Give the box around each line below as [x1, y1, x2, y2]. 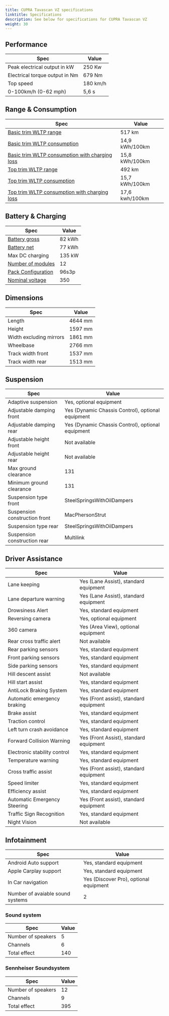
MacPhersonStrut [64, 511, 107, 518]
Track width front [8, 350, 49, 357]
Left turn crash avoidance [8, 726, 68, 733]
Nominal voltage [8, 276, 46, 283]
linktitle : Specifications [5, 12, 62, 17]
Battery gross [8, 235, 40, 243]
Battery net [8, 244, 34, 251]
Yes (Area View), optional [79, 623, 140, 630]
